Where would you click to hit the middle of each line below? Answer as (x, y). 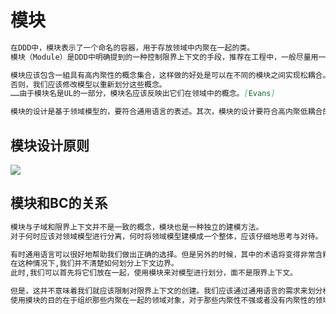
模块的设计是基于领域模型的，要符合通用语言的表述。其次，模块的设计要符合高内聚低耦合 (166, 112)
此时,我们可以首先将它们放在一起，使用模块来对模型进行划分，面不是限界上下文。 (154, 273)
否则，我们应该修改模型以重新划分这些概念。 (88, 84)
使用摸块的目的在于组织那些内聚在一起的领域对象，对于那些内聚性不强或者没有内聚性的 (163, 301)
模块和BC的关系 (59, 203)
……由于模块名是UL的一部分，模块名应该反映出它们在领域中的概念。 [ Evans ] (143, 94)
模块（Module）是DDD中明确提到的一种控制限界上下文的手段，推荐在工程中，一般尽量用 (164, 57)
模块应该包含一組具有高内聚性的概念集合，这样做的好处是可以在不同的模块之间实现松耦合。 (170, 75)
